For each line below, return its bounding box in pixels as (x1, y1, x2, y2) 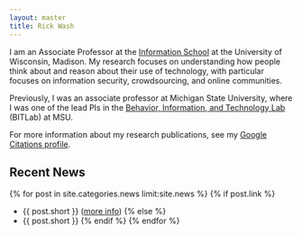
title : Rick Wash (9, 22, 75, 31)
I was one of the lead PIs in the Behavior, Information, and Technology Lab (9, 102, 286, 113)
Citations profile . (9, 139, 71, 149)
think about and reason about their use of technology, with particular (9, 65, 264, 77)
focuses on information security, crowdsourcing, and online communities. (9, 75, 282, 86)
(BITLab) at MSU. (9, 112, 74, 122)
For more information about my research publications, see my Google (9, 129, 268, 140)
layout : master (9, 13, 67, 23)
